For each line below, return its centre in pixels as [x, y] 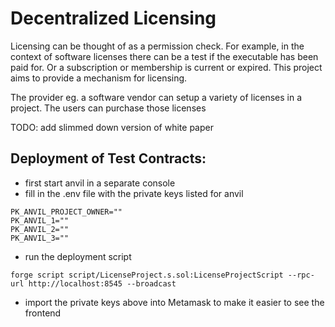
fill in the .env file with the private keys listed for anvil [134, 193]
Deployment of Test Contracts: [108, 158]
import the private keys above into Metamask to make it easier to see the [174, 302]
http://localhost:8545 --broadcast [102, 283]
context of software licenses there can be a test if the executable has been [164, 56]
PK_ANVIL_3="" [40, 238]
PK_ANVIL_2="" [40, 229]
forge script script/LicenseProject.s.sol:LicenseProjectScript [147, 275]
